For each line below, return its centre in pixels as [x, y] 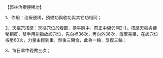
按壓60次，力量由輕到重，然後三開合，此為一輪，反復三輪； [66, 40]
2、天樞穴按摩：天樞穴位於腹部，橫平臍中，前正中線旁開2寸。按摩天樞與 [79, 28]
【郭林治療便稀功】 [25, 7]
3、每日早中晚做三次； [28, 50]
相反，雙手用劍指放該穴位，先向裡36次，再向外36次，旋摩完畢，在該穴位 [84, 34]
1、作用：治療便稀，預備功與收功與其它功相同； [53, 18]
